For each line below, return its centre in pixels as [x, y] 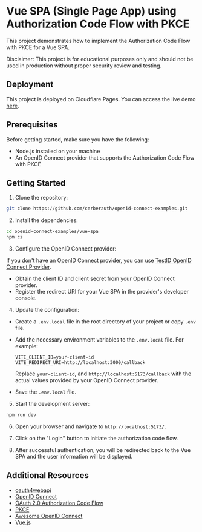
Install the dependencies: [47, 220]
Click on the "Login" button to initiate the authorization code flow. [96, 438]
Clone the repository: [41, 198]
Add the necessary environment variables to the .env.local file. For [99, 340]
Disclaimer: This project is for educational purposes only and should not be [100, 59]
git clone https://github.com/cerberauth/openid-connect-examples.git [97, 209]
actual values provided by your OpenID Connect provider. [86, 380]
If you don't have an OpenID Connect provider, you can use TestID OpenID [99, 260]
